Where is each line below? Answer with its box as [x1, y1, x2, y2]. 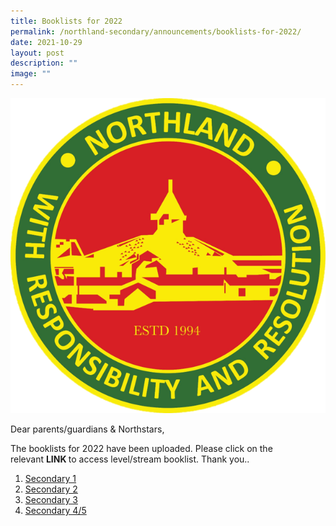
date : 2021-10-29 [10, 37, 83, 47]
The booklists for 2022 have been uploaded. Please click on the [10, 443, 273, 454]
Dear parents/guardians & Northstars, [10, 423, 165, 435]
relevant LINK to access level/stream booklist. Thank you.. [10, 453, 250, 465]
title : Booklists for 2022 [10, 16, 123, 26]
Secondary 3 [24, 494, 78, 505]
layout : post [10, 48, 65, 58]
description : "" [10, 58, 78, 69]
